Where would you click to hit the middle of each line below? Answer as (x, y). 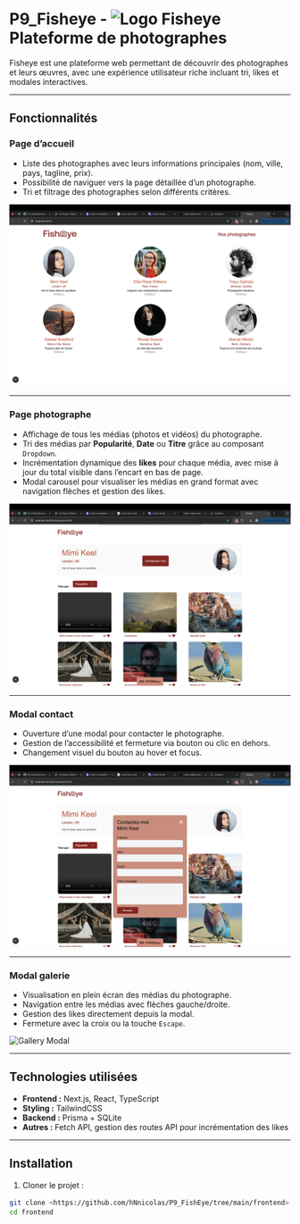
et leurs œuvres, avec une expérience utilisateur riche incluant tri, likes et (144, 72)
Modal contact (42, 714)
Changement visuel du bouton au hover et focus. (112, 752)
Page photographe (50, 415)
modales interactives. (49, 81)
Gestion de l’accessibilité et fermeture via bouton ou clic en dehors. (146, 742)
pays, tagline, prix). (58, 172)
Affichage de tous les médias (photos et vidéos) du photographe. (142, 434)
